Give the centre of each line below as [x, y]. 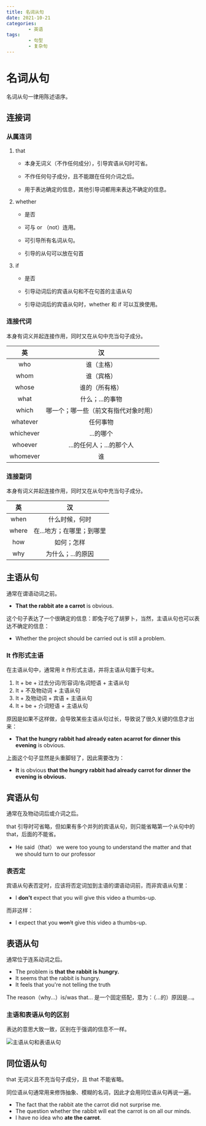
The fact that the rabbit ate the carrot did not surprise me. [88, 1105]
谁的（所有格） [101, 387]
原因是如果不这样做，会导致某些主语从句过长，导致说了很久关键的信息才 [97, 719]
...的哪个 [101, 433]
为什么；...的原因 [70, 554]
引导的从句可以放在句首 [54, 253]
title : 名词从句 [25, 12]
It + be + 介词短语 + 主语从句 [51, 706]
